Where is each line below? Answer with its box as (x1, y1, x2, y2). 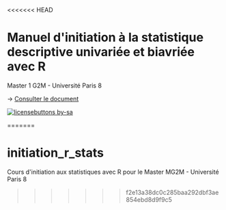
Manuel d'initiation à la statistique (7, 30, 203, 45)
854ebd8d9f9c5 (126, 195, 172, 204)
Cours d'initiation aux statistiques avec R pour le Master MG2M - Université (7, 168, 220, 176)
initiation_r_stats (7, 145, 104, 161)
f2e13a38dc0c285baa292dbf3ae (126, 188, 219, 196)
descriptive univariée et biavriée (7, 44, 195, 60)
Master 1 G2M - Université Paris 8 (7, 81, 102, 90)
